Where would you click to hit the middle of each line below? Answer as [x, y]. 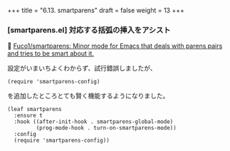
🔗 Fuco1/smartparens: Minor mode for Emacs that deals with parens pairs [115, 46]
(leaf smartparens [35, 110]
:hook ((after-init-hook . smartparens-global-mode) [94, 122]
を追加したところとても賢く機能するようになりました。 [88, 96]
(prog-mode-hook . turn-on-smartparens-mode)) [106, 128]
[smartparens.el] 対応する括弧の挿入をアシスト [89, 30]
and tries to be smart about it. [51, 53]
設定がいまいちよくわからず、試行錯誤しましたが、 [82, 68]
